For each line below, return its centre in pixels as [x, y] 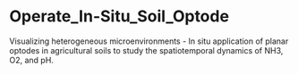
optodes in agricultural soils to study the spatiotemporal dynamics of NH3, [146, 50]
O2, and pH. [31, 60]
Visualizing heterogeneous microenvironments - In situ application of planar [149, 41]
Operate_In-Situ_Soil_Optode [119, 16]
